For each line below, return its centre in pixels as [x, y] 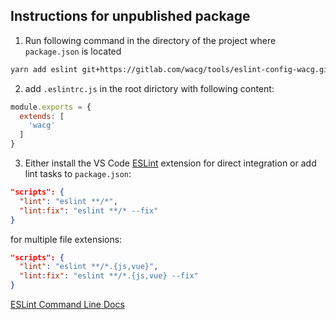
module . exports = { [51, 107]
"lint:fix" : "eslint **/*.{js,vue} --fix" [109, 276]
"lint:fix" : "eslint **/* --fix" [89, 210]
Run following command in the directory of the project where [150, 40]
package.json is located [73, 51]
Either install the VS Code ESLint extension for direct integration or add [170, 163]
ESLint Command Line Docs [67, 305]
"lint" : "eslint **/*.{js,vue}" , [89, 267]
